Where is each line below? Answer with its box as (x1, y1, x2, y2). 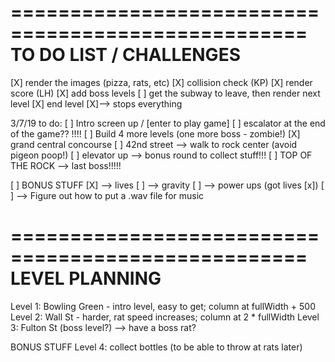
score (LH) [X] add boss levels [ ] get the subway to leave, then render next (10, 87, 321, 99)
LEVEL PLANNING (10, 267, 162, 290)
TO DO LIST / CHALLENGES (10, 44, 241, 66)
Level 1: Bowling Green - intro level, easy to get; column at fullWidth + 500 (10, 300, 316, 312)
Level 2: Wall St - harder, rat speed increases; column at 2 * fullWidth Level (10, 311, 320, 323)
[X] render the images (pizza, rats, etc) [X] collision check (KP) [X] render (10, 76, 313, 88)
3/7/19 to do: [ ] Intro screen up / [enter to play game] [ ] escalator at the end (10, 117, 326, 129)
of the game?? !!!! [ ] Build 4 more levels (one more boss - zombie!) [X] (10, 127, 301, 140)
